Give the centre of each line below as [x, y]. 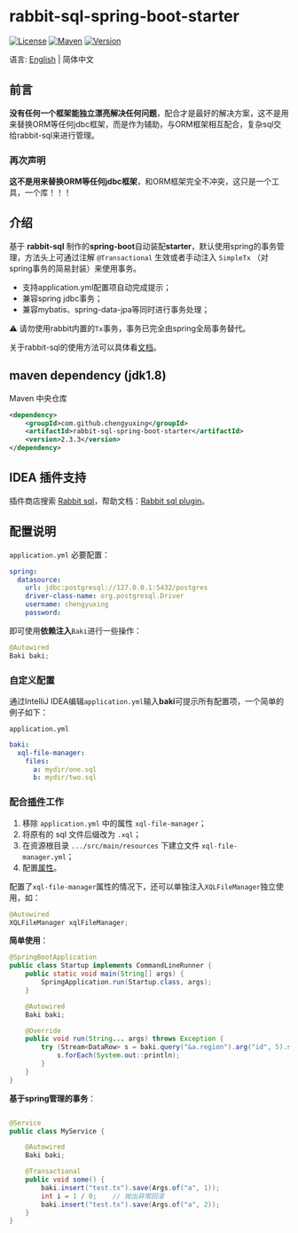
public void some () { [65, 1180]
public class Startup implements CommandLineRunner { [111, 966]
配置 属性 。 [42, 867]
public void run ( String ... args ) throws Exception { [125, 1039]
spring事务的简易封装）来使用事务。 [75, 268]
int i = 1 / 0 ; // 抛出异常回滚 [103, 1196]
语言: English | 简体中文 [52, 59]
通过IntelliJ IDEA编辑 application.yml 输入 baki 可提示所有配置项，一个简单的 [147, 701]
